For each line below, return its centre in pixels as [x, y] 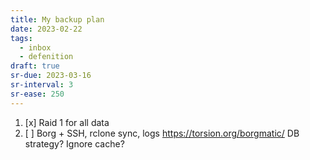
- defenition [46, 57]
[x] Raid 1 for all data [67, 122]
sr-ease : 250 [37, 94]
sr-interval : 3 [42, 85]
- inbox [35, 47]
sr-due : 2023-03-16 [51, 76]
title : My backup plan [57, 19]
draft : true [35, 66]
